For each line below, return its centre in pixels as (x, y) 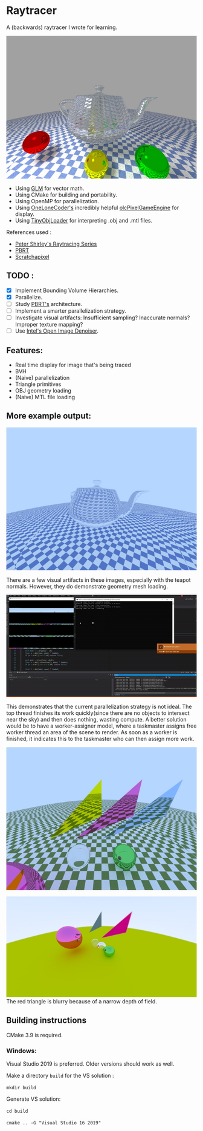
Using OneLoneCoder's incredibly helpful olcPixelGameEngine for (97, 207)
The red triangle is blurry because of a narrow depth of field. (82, 1001)
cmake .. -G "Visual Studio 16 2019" (54, 1123)
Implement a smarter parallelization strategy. (70, 311)
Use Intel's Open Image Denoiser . (56, 331)
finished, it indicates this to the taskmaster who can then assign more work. (100, 739)
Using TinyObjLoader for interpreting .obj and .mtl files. (84, 220)
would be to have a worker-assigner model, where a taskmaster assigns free (101, 726)
